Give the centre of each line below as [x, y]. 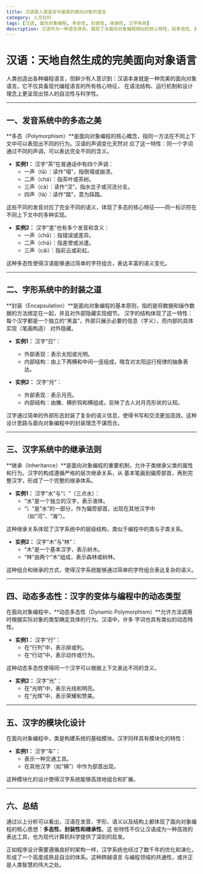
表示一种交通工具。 [48, 759]
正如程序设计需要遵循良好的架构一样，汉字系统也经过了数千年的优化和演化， [101, 850]
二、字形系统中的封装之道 [54, 290]
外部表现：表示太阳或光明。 [59, 354]
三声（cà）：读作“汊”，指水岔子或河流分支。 [78, 187]
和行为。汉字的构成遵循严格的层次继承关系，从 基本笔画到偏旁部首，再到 [97, 472]
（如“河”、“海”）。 [46, 516]
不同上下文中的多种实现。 [38, 215]
